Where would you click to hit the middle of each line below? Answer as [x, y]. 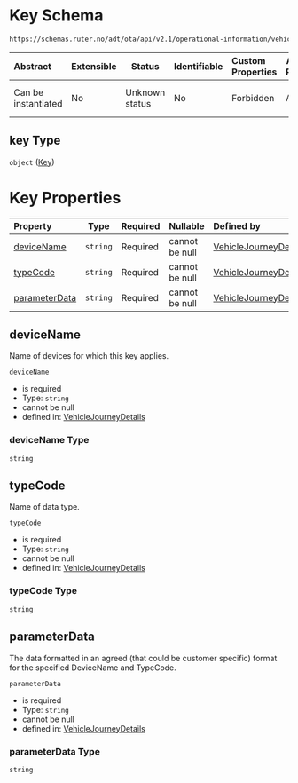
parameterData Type [55, 751]
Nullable [186, 225]
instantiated [38, 103]
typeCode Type [43, 591]
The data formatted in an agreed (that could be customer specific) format [143, 658]
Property [33, 225]
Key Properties [65, 198]
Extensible [94, 66]
